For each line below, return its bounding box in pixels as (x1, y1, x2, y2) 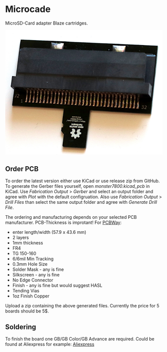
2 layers (12, 234, 29, 241)
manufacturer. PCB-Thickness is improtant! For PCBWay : (5, 219, 122, 226)
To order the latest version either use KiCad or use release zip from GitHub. (5, 178, 160, 184)
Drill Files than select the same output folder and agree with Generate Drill (5, 199, 157, 205)
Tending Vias (12, 288, 40, 294)
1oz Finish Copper (12, 293, 50, 299)
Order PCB (5, 164, 39, 173)
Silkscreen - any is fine (12, 272, 60, 278)
